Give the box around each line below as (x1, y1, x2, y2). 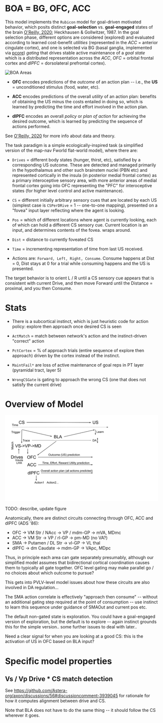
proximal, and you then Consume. (5, 285, 73, 291)
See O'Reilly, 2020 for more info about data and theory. (5, 133, 115, 139)
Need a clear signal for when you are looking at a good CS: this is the (5, 633, 144, 639)
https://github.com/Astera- (14, 688, 68, 693)
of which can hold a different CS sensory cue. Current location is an (12, 222, 148, 228)
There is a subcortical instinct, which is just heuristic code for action (12, 318, 149, 324)
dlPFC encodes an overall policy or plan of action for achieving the (12, 113, 147, 119)
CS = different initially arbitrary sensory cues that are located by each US (12, 197, 157, 203)
